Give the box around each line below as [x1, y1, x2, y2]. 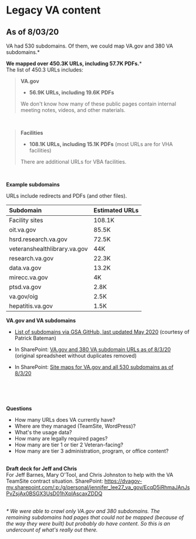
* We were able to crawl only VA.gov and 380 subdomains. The [6, 508, 160, 514]
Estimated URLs [93, 206, 139, 214]
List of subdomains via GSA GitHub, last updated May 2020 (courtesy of [14, 328, 190, 335]
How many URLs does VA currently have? [14, 416, 116, 423]
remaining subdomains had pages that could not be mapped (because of [6, 514, 184, 521]
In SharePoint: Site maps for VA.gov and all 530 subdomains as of [14, 364, 174, 370]
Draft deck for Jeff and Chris [6, 465, 77, 472]
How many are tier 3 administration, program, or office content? [14, 448, 169, 455]
